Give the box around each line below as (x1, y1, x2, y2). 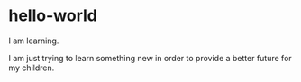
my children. (8, 62, 55, 73)
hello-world (8, 5, 98, 26)
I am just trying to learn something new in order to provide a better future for (8, 52, 292, 63)
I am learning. (8, 35, 59, 46)
